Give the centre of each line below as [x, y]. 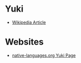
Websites [24, 42]
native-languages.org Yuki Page [44, 55]
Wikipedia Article [29, 22]
